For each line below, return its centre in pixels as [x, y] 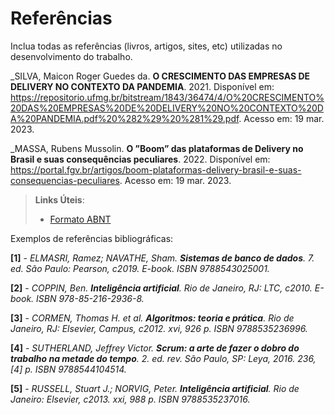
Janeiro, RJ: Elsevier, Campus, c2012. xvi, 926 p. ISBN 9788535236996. [159, 328]
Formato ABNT [80, 219]
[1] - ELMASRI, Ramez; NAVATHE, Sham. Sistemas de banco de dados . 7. [162, 258]
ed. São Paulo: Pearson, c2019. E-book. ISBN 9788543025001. [140, 268]
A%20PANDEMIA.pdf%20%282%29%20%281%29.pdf [125, 118]
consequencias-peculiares [65, 180]
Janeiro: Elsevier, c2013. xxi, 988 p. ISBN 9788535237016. [130, 399]
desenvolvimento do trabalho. [71, 56]
